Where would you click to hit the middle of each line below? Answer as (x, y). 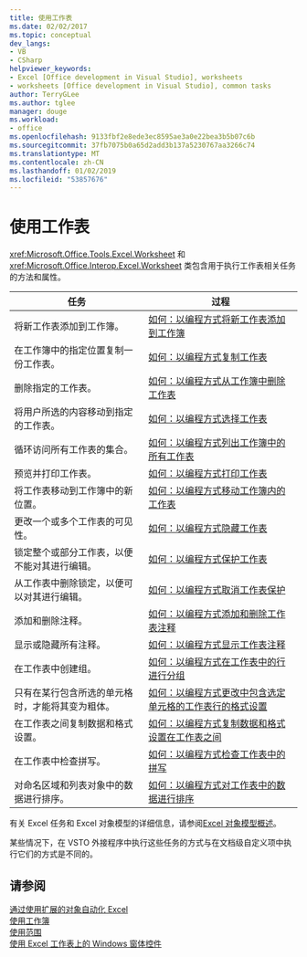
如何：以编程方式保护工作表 (208, 560)
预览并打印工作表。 (56, 474)
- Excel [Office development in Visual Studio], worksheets (127, 78)
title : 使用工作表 (41, 18)
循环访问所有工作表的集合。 (74, 450)
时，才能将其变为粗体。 (65, 707)
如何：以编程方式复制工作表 (208, 357)
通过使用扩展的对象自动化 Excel (69, 909)
